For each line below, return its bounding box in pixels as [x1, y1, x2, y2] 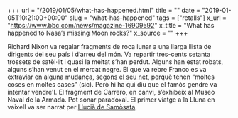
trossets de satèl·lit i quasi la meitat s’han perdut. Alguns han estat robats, [7, 58, 224, 66]
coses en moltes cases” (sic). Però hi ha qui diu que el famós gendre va [7, 80, 217, 88]
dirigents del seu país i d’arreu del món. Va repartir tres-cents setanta [7, 50, 211, 58]
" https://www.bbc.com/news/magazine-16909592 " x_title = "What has [7, 21, 215, 29]
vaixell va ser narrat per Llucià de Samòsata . [7, 103, 137, 111]
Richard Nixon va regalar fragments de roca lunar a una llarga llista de [7, 43, 212, 50]
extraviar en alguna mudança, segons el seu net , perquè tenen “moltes [7, 73, 215, 81]
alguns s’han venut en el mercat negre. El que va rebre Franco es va [7, 65, 207, 73]
